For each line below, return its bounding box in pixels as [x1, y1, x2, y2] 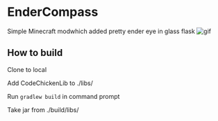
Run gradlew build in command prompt [7, 92, 120, 100]
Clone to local [7, 65, 47, 73]
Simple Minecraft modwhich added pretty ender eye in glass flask [7, 27, 196, 35]
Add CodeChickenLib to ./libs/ [7, 79, 94, 87]
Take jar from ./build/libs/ [7, 105, 79, 114]
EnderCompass [7, 4, 99, 20]
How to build [7, 47, 63, 59]
